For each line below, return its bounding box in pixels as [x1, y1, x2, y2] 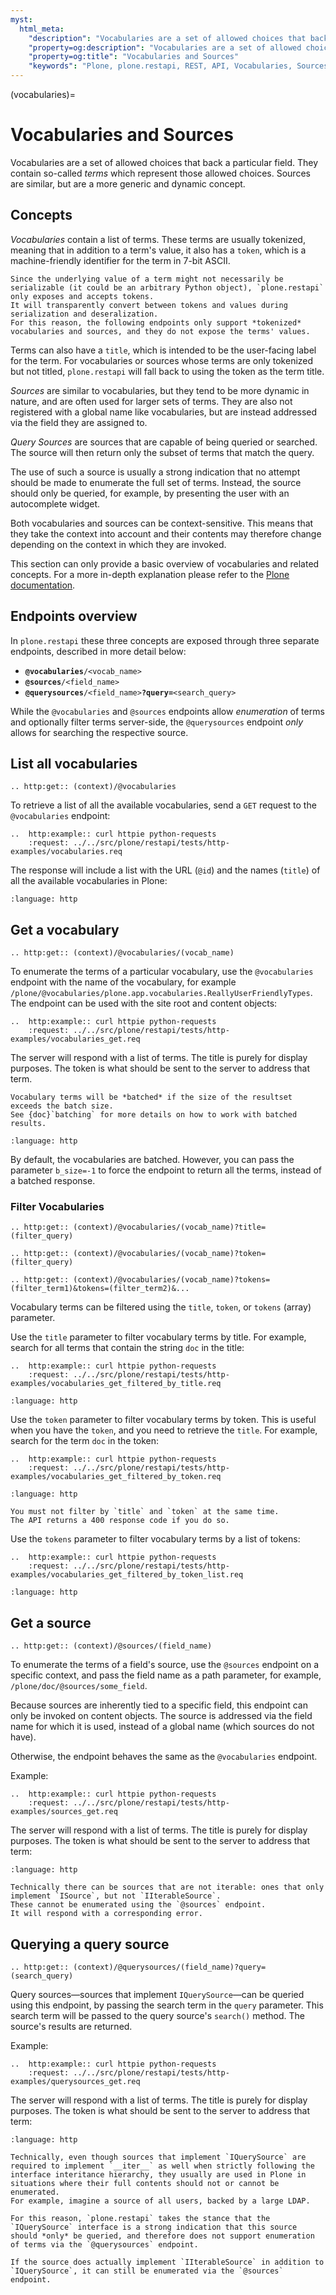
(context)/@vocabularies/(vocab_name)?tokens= [73, 1275, 271, 1285]
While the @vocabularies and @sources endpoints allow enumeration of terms [10, 705, 325, 717]
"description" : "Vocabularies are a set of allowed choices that [28, 33, 307, 43]
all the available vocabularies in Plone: [10, 875, 168, 887]
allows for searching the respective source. [10, 726, 189, 738]
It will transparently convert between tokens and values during [10, 300, 288, 310]
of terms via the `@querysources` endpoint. [10, 2240, 199, 2250]
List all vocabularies [10, 755, 138, 772]
